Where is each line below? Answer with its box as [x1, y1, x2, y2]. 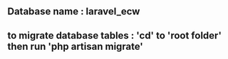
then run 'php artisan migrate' [7, 40, 144, 52]
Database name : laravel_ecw [7, 6, 140, 18]
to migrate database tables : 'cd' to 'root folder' [7, 29, 222, 41]
